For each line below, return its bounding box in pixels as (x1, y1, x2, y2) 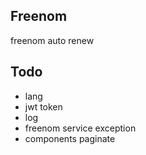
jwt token (24, 100, 63, 113)
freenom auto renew (10, 34, 95, 46)
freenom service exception (24, 122, 137, 134)
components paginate (24, 132, 116, 144)
